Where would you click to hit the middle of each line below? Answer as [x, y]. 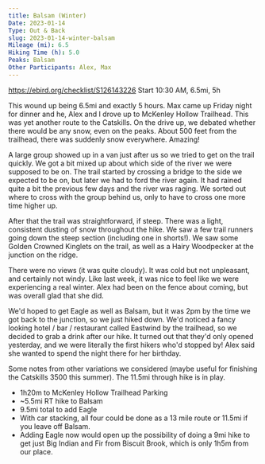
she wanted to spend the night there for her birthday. [95, 353]
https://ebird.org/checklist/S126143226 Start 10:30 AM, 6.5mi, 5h [114, 90]
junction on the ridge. [43, 255]
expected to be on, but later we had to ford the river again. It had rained [125, 180]
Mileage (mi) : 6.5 [38, 45]
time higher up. [33, 205]
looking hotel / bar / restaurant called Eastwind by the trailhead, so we [123, 328]
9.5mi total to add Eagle [58, 409]
